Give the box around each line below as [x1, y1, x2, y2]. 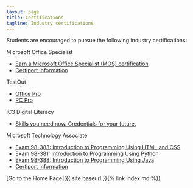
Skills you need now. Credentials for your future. [15, 120, 136, 127]
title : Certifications [6, 15, 64, 21]
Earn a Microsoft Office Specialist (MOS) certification [15, 60, 149, 67]
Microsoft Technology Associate [6, 132, 88, 139]
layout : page [6, 8, 40, 15]
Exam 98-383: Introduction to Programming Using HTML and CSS [15, 144, 181, 151]
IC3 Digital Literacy [6, 109, 54, 116]
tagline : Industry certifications [6, 20, 94, 26]
